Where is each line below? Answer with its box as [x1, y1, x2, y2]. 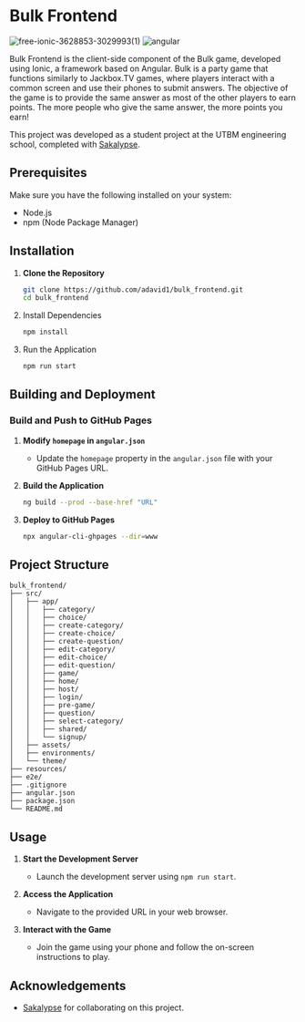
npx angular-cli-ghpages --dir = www [22, 532, 158, 541]
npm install [22, 327, 68, 337]
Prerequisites [9, 165, 87, 181]
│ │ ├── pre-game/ [9, 701, 96, 710]
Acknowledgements [9, 977, 127, 994]
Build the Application [22, 480, 105, 490]
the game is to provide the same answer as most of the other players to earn [9, 92, 297, 103]
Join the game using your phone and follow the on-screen [36, 942, 255, 953]
